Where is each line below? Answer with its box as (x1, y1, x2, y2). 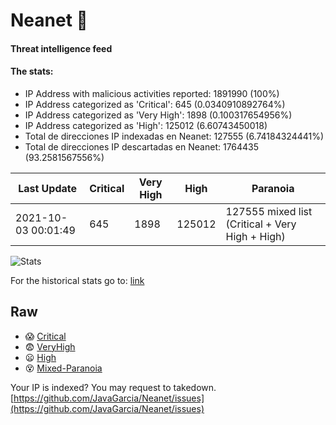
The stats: (10, 65, 54, 78)
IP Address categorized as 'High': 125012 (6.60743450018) (24, 119, 268, 131)
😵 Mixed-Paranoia (24, 362, 103, 374)
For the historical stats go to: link (10, 274, 145, 286)
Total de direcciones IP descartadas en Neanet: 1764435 (24, 140, 260, 153)
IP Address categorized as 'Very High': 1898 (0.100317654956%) (24, 109, 293, 121)
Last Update (18, 181, 78, 195)
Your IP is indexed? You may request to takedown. (10, 381, 217, 393)
